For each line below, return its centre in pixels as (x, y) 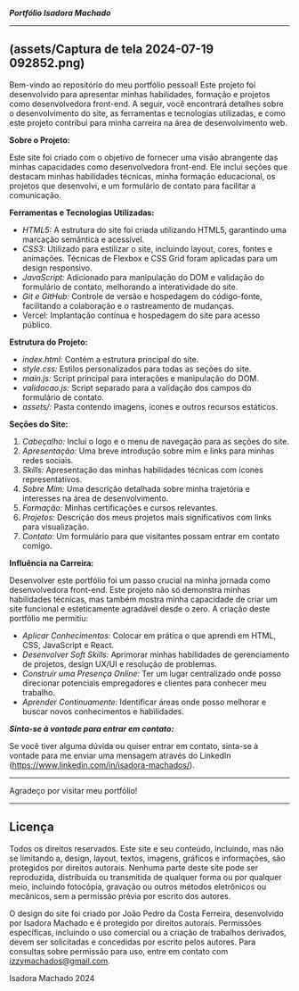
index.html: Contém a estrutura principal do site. (110, 359)
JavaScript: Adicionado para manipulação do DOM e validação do (143, 277)
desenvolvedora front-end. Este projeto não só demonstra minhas (130, 589)
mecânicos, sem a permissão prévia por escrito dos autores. (120, 895)
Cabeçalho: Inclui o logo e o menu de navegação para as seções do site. (156, 441)
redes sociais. (48, 460)
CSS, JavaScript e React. (68, 645)
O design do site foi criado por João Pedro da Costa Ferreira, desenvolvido (147, 913)
